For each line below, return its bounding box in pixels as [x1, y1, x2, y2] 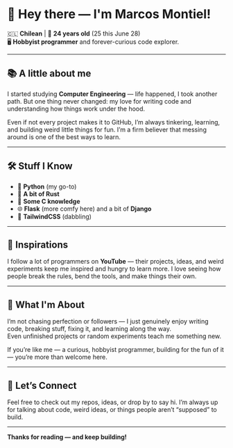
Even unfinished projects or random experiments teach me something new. [7, 332, 222, 340]
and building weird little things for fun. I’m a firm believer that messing [7, 125, 207, 134]
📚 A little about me [7, 67, 92, 79]
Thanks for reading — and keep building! [7, 433, 127, 441]
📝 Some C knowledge [17, 197, 81, 205]
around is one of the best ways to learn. [7, 132, 121, 141]
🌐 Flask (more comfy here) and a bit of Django [17, 205, 152, 213]
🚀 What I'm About [7, 298, 85, 310]
